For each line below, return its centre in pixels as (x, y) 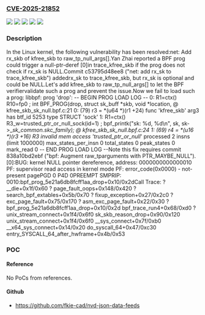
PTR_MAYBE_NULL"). (169, 156)
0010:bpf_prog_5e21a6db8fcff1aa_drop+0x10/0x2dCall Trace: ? (86, 182)
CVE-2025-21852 (33, 9)
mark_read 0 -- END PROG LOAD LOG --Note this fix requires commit (94, 149)
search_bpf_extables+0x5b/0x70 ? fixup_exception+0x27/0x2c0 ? (90, 195)
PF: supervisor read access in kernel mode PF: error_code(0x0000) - (93, 169)
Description (24, 39)
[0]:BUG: (17, 162)
